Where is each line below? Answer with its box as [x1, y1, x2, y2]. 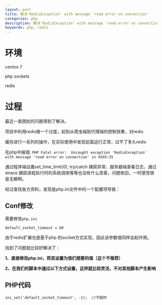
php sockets [5, 73, 30, 79]
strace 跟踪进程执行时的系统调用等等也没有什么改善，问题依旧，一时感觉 [5, 170, 150, 175]
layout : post [5, 7, 31, 12]
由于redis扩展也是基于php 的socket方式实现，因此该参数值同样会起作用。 [5, 234, 151, 240]
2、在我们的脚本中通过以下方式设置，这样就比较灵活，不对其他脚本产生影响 [5, 265, 156, 271]
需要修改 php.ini [5, 216, 38, 221]
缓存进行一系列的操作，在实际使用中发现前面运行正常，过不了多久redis [5, 139, 147, 145]
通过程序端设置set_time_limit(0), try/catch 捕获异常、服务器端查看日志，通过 [5, 164, 157, 169]
